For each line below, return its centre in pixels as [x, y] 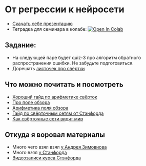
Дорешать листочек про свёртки [48, 68]
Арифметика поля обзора [40, 108]
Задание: [20, 45]
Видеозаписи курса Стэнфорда [47, 158]
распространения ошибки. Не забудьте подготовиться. [73, 63]
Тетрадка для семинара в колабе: [49, 29]
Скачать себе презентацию [42, 24]
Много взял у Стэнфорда [39, 153]
